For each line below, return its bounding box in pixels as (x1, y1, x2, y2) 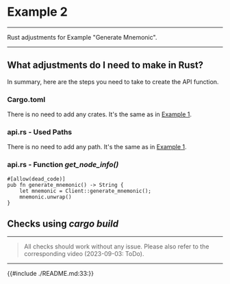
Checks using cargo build (7, 218, 118, 230)
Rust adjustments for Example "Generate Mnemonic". (7, 33, 157, 41)
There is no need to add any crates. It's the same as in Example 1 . (7, 110, 192, 118)
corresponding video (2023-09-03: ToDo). (23, 250, 144, 258)
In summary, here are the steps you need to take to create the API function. (7, 77, 219, 86)
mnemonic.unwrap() (19, 193, 72, 201)
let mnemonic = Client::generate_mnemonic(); (19, 188, 152, 194)
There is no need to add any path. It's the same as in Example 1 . (7, 143, 187, 151)
